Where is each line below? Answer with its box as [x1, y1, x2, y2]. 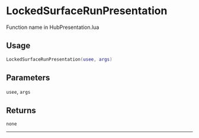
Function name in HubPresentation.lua [6, 24, 99, 31]
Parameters [6, 73, 50, 83]
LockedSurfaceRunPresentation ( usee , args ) [6, 56, 113, 63]
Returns [6, 105, 37, 116]
